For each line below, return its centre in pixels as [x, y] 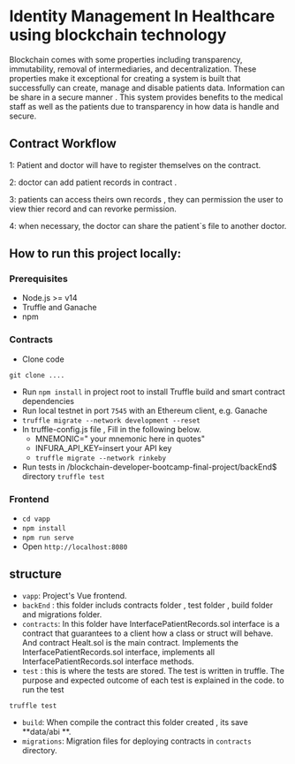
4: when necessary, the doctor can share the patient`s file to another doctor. [148, 225]
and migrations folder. [62, 614]
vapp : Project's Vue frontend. [74, 595]
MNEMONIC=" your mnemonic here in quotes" [120, 439]
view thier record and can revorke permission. [93, 209]
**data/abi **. [46, 731]
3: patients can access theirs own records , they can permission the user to [146, 199]
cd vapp [36, 519]
